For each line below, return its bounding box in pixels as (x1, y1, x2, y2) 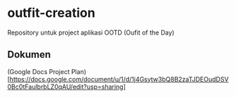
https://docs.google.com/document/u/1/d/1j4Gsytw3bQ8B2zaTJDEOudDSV (9, 75, 229, 83)
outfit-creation (7, 5, 95, 21)
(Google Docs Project (7, 67, 70, 75)
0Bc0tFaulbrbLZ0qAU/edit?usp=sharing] (7, 82, 126, 91)
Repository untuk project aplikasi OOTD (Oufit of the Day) (7, 28, 175, 37)
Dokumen (7, 49, 52, 61)
